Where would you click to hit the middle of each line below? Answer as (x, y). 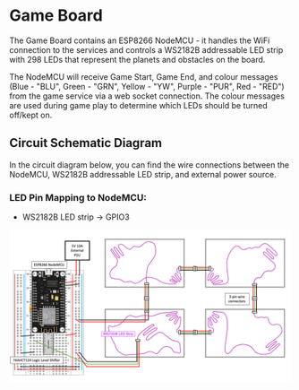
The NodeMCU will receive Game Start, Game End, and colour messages (144, 76)
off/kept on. (31, 115)
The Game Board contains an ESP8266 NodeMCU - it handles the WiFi (140, 40)
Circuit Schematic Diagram (86, 143)
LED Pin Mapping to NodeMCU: (78, 197)
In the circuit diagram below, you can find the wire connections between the (149, 165)
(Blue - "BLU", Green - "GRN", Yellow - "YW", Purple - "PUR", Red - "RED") (147, 86)
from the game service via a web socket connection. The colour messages (147, 96)
